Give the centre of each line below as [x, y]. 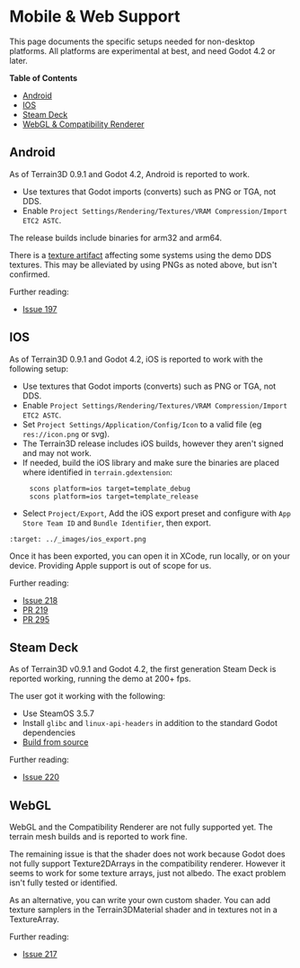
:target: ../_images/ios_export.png [78, 539]
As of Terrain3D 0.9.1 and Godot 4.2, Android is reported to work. [129, 174]
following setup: [39, 368]
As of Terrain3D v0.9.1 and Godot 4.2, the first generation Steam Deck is [143, 669]
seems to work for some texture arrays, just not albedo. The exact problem [148, 874]
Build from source [55, 742]
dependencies [49, 733]
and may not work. [57, 453]
